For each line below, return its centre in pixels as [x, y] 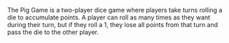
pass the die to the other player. [53, 32]
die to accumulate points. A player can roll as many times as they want [109, 17]
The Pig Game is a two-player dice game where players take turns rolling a [115, 10]
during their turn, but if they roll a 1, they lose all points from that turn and [113, 25]
